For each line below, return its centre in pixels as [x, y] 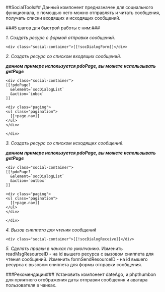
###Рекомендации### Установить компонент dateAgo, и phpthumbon [81, 274]
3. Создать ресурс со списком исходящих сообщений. [65, 143]
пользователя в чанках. [31, 285]
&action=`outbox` [28, 181]
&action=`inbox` [27, 94]
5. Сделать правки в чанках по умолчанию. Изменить [64, 249]
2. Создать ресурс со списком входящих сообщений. [63, 56]
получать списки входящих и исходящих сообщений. [63, 18]
